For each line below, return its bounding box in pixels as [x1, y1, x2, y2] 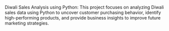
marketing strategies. [5, 20, 49, 26]
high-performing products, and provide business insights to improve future [5, 15, 161, 20]
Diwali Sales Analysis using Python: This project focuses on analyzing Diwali [5, 4, 164, 10]
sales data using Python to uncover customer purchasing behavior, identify [5, 9, 161, 15]
